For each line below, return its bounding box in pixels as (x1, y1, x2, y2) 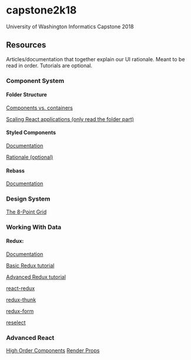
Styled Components (6, 129, 56, 136)
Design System (6, 195, 51, 203)
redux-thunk (6, 296, 36, 303)
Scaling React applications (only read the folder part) (6, 115, 134, 122)
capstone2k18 (6, 4, 77, 17)
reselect (6, 319, 26, 326)
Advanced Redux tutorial (6, 273, 66, 280)
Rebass (6, 167, 25, 174)
